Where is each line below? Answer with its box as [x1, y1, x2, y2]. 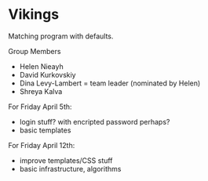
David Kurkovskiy [19, 70, 76, 79]
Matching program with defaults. [8, 31, 114, 41]
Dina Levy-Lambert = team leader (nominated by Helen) [19, 78, 201, 88]
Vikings [8, 5, 60, 24]
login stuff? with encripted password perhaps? [19, 117, 170, 126]
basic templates [19, 125, 71, 135]
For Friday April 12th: [8, 140, 75, 150]
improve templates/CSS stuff [19, 155, 113, 165]
